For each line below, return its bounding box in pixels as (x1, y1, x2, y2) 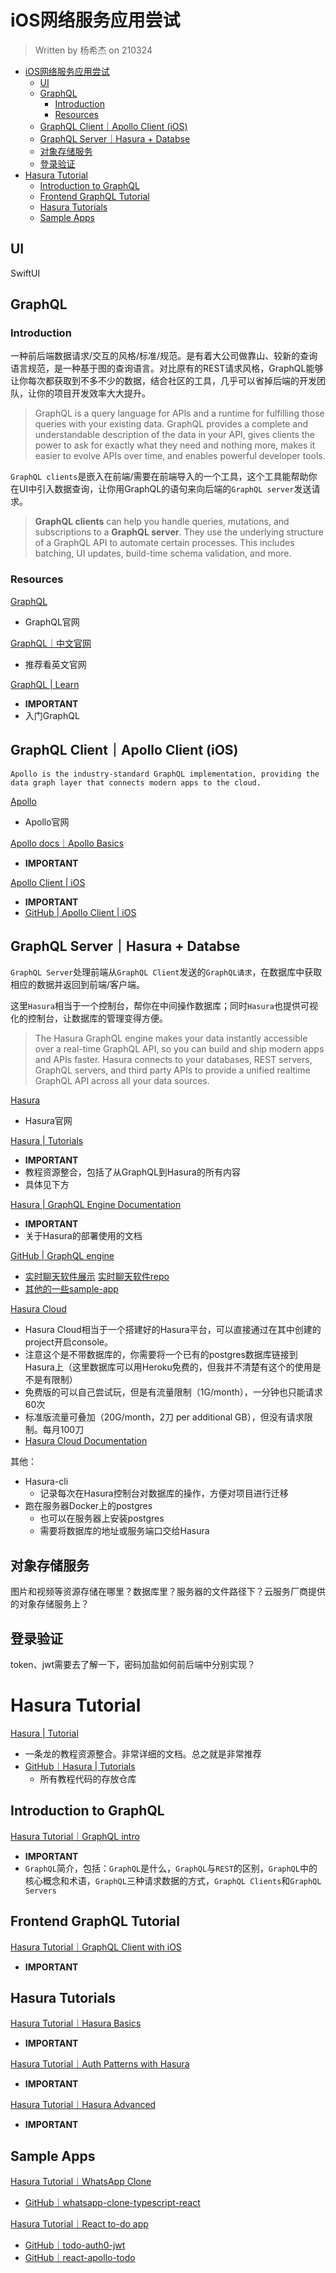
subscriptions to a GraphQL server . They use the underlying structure (34, 526, 324, 538)
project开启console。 (24, 1336, 113, 1348)
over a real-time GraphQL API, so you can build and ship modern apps (34, 1043, 325, 1055)
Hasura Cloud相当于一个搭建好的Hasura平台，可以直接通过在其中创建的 (24, 1324, 322, 1336)
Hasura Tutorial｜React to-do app (10, 2218, 149, 2230)
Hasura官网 (24, 1115, 73, 1127)
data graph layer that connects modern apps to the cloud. (10, 777, 262, 788)
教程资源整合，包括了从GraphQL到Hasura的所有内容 (24, 1166, 241, 1178)
